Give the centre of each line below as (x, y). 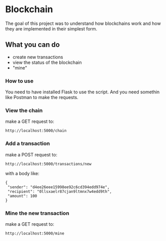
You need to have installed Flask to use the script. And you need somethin (82, 92)
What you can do (32, 45)
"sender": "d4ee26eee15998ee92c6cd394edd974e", (58, 187)
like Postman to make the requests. (42, 97)
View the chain (24, 110)
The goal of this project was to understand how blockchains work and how (83, 23)
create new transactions (38, 57)
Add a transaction (28, 144)
